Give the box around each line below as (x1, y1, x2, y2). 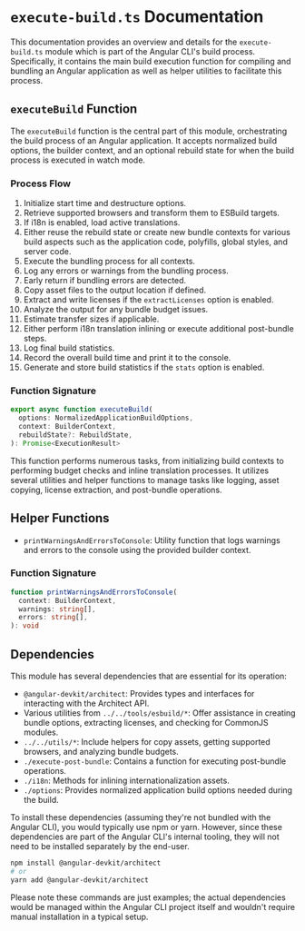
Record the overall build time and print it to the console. (23, 352, 231, 363)
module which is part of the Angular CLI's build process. (44, 45, 256, 56)
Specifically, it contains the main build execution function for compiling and (10, 55, 291, 66)
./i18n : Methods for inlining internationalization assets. (23, 775, 230, 787)
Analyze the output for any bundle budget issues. (23, 304, 209, 315)
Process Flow (10, 177, 72, 190)
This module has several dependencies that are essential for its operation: (10, 670, 287, 682)
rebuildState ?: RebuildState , (18, 430, 133, 440)
